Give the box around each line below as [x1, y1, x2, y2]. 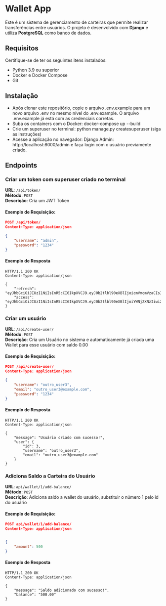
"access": [14, 295, 35, 300]
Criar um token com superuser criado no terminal [5, 176, 126, 183]
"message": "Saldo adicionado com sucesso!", [14, 588, 110, 593]
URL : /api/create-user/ [5, 326, 54, 332]
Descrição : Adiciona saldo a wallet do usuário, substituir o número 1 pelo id [5, 494, 159, 500]
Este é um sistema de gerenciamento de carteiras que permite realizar [5, 19, 148, 25]
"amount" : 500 [14, 544, 43, 549]
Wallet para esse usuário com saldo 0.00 [5, 342, 88, 348]
